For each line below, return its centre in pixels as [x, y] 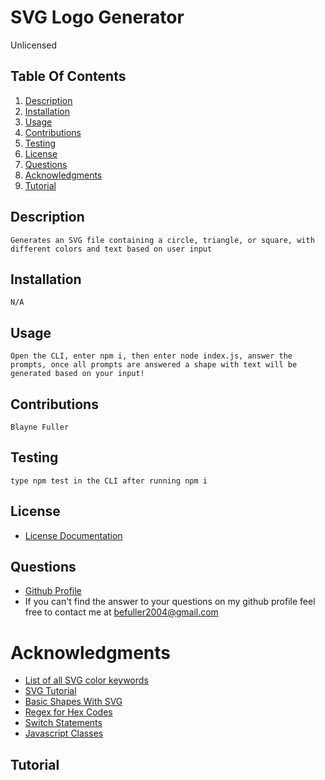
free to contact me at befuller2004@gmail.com [121, 612]
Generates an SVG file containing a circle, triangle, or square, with [162, 240]
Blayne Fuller [40, 427]
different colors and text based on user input [111, 249]
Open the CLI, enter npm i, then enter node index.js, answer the [151, 356]
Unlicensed [34, 45]
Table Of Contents [68, 76]
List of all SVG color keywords [86, 680]
